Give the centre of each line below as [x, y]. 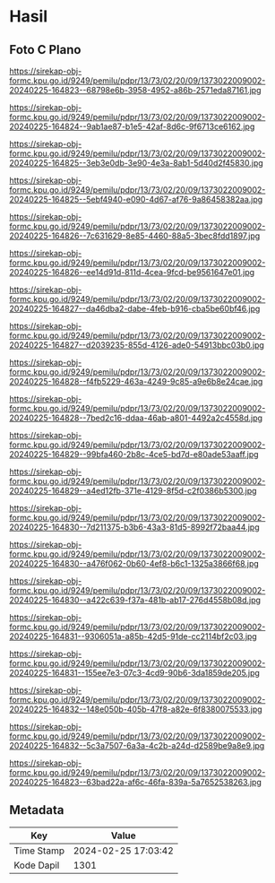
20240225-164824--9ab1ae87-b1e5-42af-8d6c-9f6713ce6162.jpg [132, 126]
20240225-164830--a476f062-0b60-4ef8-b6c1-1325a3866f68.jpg [134, 563]
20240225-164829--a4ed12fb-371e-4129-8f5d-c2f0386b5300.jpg [133, 491]
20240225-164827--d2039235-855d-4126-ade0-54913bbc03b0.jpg [137, 345]
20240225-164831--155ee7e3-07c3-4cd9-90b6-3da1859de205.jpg [134, 673]
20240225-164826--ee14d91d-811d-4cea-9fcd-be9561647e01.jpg [132, 272]
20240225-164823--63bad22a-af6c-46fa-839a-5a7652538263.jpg [135, 782]
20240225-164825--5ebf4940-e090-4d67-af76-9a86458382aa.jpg [136, 199]
